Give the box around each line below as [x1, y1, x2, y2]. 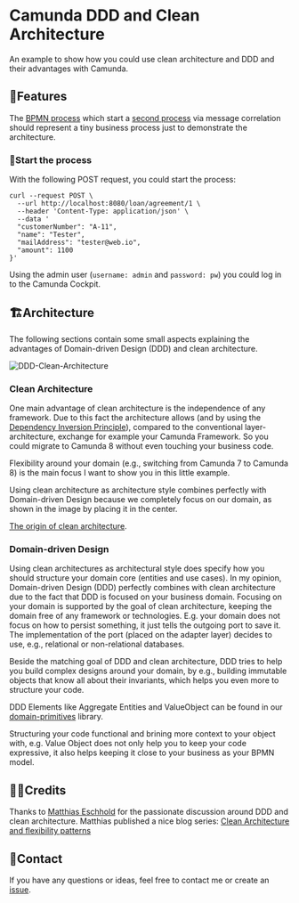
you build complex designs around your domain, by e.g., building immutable [9, 665, 287, 677]
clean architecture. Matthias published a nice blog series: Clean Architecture [9, 816, 290, 826]
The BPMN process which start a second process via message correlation [9, 112, 281, 123]
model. [9, 757, 35, 768]
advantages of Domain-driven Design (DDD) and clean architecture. [9, 343, 258, 354]
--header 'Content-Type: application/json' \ [17, 207, 190, 216]
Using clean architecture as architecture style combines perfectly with [9, 484, 267, 495]
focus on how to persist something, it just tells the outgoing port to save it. [9, 620, 281, 630]
